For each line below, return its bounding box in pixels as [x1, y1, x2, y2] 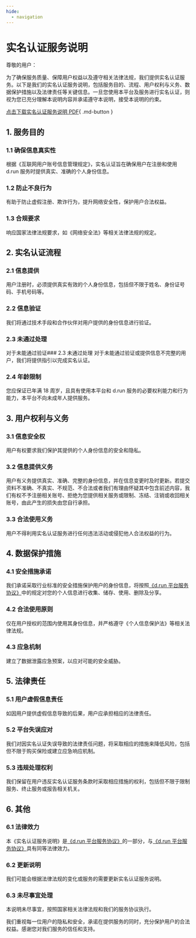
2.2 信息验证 [6, 304, 41, 313]
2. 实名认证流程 [6, 248, 61, 258]
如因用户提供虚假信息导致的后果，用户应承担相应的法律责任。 [6, 710, 155, 717]
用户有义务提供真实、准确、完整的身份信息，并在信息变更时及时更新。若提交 [6, 477, 190, 484]
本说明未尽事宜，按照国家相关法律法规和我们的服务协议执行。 [6, 906, 155, 913]
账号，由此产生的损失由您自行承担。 [6, 499, 93, 506]
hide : [6, 8, 19, 15]
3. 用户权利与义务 [6, 413, 69, 423]
